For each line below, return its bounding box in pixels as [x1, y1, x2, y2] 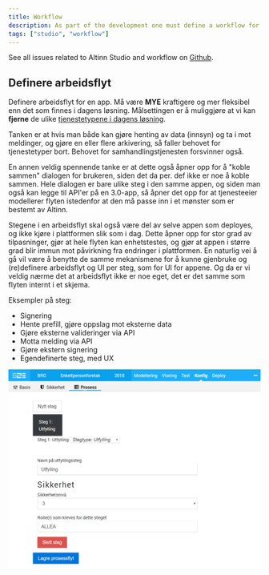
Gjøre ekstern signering [19, 345, 98, 355]
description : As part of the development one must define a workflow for [8, 21, 260, 30]
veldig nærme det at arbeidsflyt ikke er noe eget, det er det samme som [8, 271, 246, 281]
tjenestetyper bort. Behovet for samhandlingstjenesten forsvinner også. [8, 147, 244, 156]
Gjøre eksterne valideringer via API [19, 328, 135, 338]
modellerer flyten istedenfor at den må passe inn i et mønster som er [8, 196, 235, 206]
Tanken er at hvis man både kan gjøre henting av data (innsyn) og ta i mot [8, 130, 251, 139]
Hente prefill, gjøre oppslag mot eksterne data [19, 320, 172, 329]
